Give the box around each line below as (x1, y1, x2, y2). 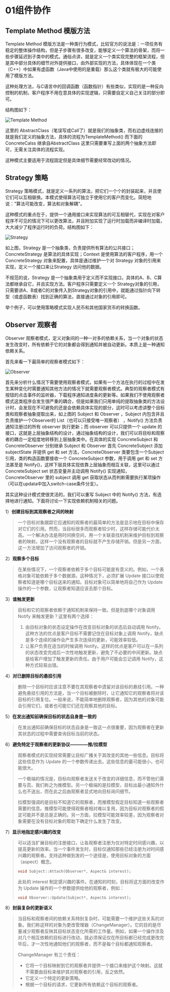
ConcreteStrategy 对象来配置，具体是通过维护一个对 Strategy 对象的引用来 (5, 257, 161, 263)
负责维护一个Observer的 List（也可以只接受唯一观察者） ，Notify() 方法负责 (5, 417, 163, 423)
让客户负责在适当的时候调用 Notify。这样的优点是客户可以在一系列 (25, 643, 163, 649)
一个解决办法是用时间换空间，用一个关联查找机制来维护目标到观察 (26, 532, 164, 538)
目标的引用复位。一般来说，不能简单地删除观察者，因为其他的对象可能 (17, 696, 164, 702)
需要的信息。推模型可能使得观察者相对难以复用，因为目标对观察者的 (17, 805, 160, 811)
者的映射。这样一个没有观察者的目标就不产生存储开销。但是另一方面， (17, 538, 164, 544)
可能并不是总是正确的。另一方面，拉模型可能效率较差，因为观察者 (22, 811, 160, 817)
